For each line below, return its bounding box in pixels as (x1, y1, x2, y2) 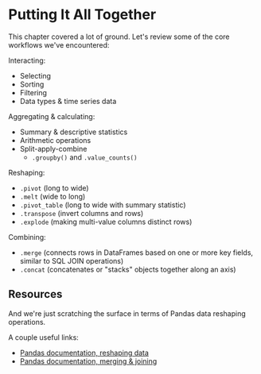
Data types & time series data (19, 96, 117, 106)
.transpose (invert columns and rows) (19, 208, 144, 218)
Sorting (19, 79, 45, 89)
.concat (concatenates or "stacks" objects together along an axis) (19, 264, 236, 274)
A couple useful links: (8, 332, 80, 342)
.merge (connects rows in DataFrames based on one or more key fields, (19, 248, 253, 257)
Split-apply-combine (19, 144, 88, 153)
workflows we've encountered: (8, 40, 110, 49)
